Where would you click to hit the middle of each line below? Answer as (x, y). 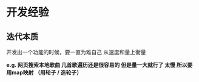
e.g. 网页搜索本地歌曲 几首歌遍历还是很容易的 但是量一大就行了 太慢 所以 (97, 65)
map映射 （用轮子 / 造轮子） (47, 72)
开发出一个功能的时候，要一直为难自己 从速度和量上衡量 (76, 52)
